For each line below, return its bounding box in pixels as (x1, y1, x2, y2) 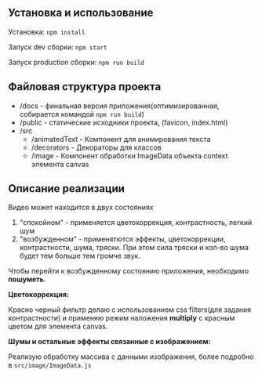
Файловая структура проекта (8, 80, 162, 93)
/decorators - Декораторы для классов (31, 143, 162, 152)
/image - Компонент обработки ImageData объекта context (31, 150, 228, 160)
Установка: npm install (8, 27, 86, 36)
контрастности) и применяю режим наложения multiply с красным (8, 314, 235, 323)
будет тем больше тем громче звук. (19, 251, 141, 261)
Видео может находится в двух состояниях (8, 203, 155, 212)
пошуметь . (8, 274, 46, 285)
